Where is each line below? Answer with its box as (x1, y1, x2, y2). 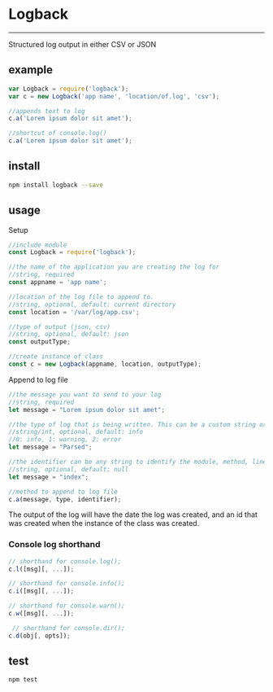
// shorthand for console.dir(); (11, 624, 126, 632)
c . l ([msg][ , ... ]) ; (8, 565, 75, 573)
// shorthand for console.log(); (8, 557, 122, 566)
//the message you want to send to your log (8, 390, 162, 399)
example (8, 63, 54, 77)
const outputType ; (8, 338, 71, 346)
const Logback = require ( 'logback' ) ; (8, 248, 136, 256)
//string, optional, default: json (8, 331, 129, 339)
